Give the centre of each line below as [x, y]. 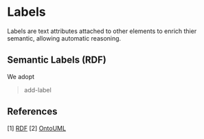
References [32, 112]
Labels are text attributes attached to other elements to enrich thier [102, 31]
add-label [37, 89]
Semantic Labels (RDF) [57, 60]
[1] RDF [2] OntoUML [37, 128]
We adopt [21, 76]
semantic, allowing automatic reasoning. [64, 38]
